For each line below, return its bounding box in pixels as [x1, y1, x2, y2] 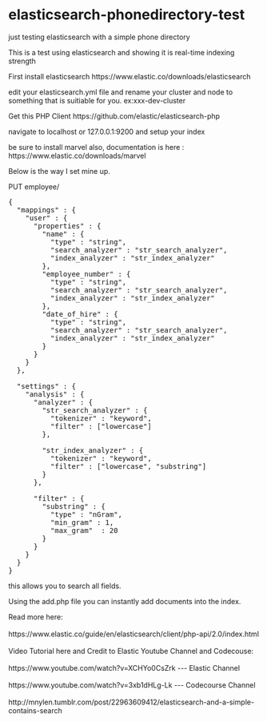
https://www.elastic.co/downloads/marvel [8, 151, 146, 160]
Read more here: [8, 611, 63, 622]
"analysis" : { [25, 389, 85, 398]
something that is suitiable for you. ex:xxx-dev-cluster [8, 95, 186, 105]
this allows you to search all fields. [8, 581, 122, 591]
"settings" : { [16, 381, 76, 390]
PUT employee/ [8, 182, 60, 192]
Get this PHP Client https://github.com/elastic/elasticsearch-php [8, 111, 221, 121]
